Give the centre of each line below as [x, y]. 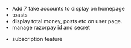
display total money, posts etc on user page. [67, 21]
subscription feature [37, 39]
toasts [20, 15]
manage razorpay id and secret [51, 27]
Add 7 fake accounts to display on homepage [68, 9]
